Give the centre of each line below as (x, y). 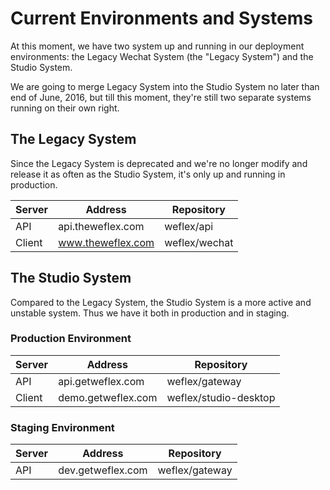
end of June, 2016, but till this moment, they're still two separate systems (161, 97)
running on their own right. (65, 108)
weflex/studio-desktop (221, 397)
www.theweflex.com (106, 242)
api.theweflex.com (101, 226)
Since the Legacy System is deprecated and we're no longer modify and (159, 163)
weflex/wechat (199, 242)
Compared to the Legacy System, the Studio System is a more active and (161, 302)
